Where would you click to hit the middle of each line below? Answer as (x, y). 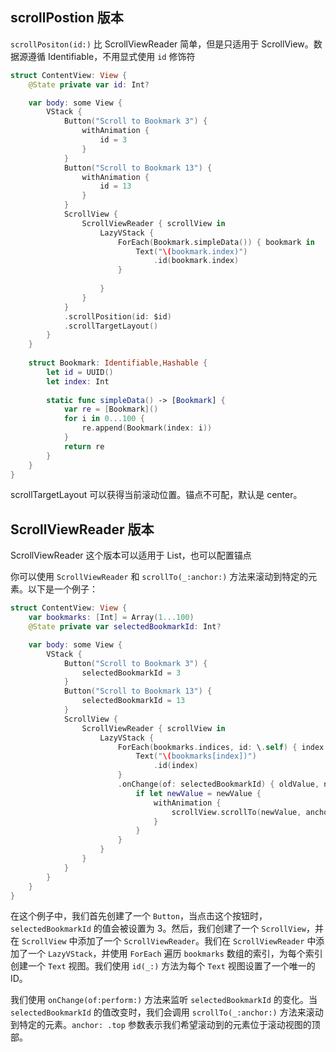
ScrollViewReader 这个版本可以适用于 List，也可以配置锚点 (131, 555)
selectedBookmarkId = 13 (133, 701)
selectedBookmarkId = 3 (131, 673)
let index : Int (78, 381)
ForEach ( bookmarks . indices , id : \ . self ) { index (221, 747)
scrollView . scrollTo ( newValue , (236, 812)
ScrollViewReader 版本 (82, 529)
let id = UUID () (80, 372)
